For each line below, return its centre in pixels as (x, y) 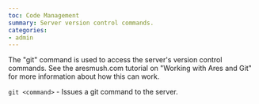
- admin (21, 37)
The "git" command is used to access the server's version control (115, 60)
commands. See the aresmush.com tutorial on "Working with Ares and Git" (130, 69)
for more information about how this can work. (84, 76)
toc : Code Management (44, 15)
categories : (28, 30)
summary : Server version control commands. (81, 23)
